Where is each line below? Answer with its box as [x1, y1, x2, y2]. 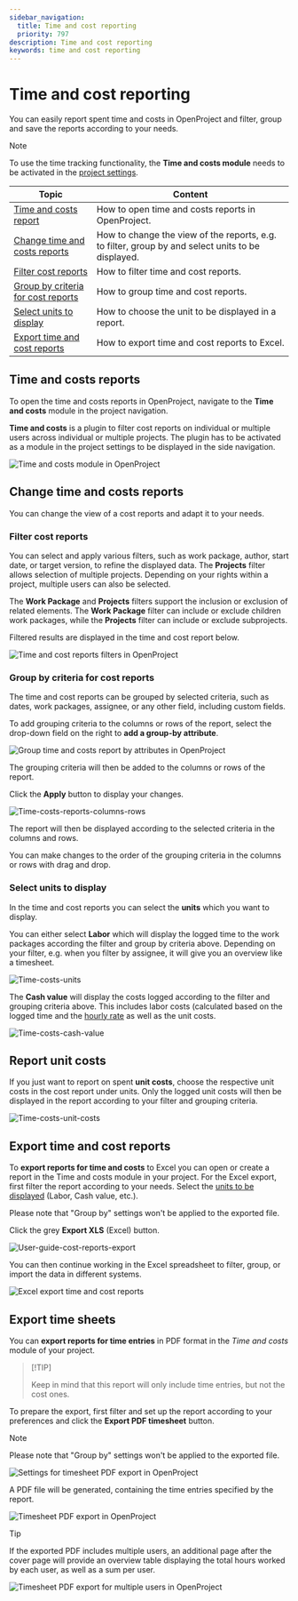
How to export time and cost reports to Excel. [96, 337, 286, 349]
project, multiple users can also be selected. [9, 579, 171, 589]
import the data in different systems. [9, 1269, 142, 1280]
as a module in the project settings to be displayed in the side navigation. [9, 441, 276, 452]
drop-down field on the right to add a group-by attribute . [9, 728, 219, 739]
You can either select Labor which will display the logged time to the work [9, 928, 279, 939]
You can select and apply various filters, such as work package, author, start [9, 550, 289, 561]
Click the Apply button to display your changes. [9, 788, 184, 800]
